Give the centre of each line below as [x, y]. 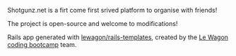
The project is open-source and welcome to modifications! [93, 23]
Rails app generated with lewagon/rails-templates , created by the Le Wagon [118, 37]
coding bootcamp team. [42, 44]
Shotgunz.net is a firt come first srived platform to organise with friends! [112, 10]
